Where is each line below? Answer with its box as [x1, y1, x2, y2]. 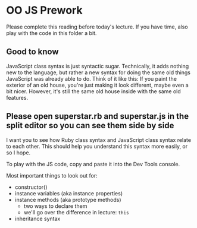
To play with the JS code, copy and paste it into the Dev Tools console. [6, 160, 180, 167]
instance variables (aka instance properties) [14, 189, 123, 197]
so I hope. [6, 149, 31, 156]
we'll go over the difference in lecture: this [23, 208, 129, 216]
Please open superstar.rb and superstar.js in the [6, 111, 189, 122]
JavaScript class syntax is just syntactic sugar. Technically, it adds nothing [6, 62, 189, 69]
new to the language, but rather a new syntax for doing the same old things [6, 69, 190, 76]
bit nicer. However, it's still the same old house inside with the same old [6, 87, 181, 95]
